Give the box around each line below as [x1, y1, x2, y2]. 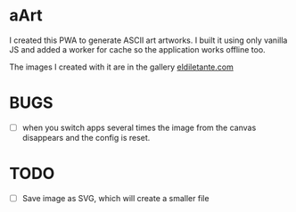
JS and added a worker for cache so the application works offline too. [9, 44, 266, 54]
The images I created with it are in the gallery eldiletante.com [9, 61, 234, 72]
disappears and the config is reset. [21, 132, 151, 143]
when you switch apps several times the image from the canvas [21, 122, 257, 133]
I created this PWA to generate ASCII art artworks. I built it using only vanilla [9, 35, 288, 45]
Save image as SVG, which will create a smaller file [21, 192, 210, 203]
